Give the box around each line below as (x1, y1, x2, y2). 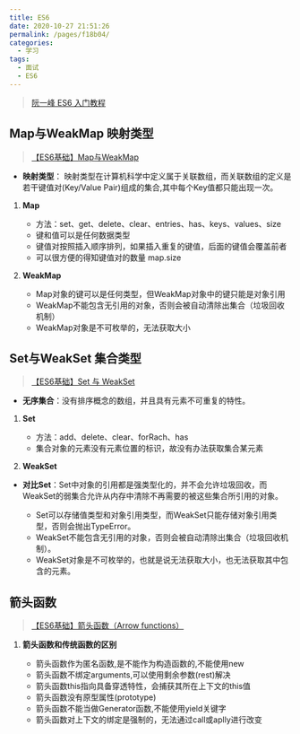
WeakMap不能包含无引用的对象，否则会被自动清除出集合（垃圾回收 (35, 300, 285, 310)
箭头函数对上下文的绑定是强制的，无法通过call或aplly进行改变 (35, 714, 262, 725)
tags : (9, 55, 30, 64)
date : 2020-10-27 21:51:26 (9, 22, 110, 31)
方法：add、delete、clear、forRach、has (35, 432, 189, 442)
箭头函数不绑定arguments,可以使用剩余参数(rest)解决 (35, 669, 231, 680)
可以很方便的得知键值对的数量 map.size (35, 252, 182, 263)
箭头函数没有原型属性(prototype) (35, 692, 157, 703)
